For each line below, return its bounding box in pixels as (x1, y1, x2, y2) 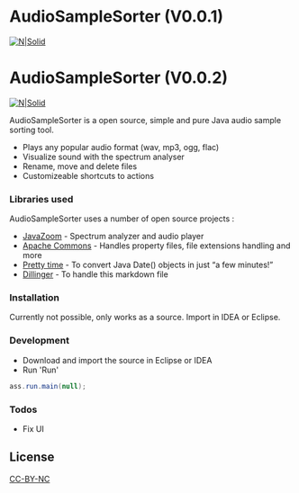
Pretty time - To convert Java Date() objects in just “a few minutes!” (22, 259, 274, 271)
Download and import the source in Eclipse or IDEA (22, 354, 213, 365)
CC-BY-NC (9, 473, 50, 484)
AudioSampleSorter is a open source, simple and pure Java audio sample (9, 114, 282, 125)
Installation (9, 291, 60, 304)
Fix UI (22, 423, 45, 434)
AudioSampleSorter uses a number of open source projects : (9, 213, 235, 224)
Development (9, 335, 70, 347)
